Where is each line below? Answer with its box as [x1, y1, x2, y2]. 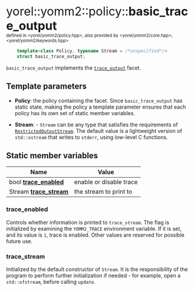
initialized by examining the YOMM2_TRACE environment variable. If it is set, [6, 225, 182, 232]
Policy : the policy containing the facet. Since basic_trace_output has [14, 97, 183, 104]
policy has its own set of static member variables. [14, 109, 136, 116]
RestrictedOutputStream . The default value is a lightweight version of [14, 127, 183, 134]
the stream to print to [74, 188, 133, 196]
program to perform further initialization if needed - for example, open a [6, 272, 181, 279]
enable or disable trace [74, 178, 138, 187]
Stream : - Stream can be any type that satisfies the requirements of [14, 121, 178, 128]
